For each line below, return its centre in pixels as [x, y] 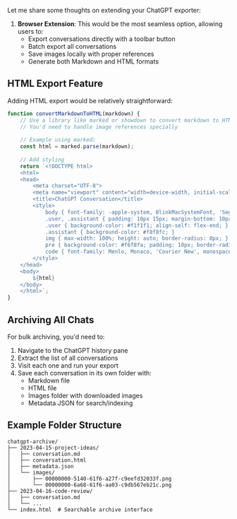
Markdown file [49, 380]
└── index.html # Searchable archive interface [80, 509]
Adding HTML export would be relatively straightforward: [90, 100]
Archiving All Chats [51, 320]
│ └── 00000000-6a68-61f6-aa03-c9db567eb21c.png [90, 485]
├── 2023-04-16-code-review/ [50, 491]
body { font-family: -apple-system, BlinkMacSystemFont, [130, 212]
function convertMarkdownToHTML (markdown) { [74, 113]
